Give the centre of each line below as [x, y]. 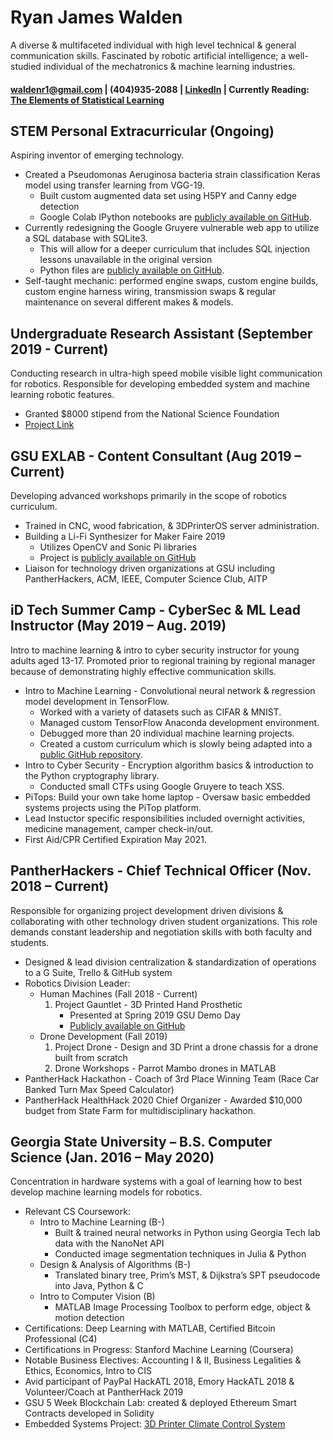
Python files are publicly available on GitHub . [132, 270]
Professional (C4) [61, 1339]
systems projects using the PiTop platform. [113, 807]
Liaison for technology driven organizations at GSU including [150, 568]
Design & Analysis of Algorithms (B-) [115, 1265]
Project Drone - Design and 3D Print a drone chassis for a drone [186, 1047]
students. [30, 942]
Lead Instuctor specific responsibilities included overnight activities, [165, 818]
